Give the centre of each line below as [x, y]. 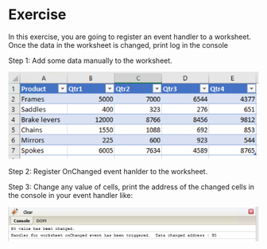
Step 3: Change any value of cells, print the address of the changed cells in [132, 187]
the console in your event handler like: [71, 196]
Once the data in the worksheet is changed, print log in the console [118, 45]
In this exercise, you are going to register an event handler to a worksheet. [130, 37]
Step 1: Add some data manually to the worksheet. [90, 60]
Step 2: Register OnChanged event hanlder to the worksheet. [108, 172]
